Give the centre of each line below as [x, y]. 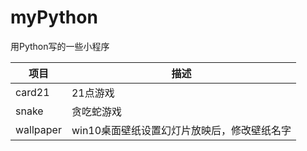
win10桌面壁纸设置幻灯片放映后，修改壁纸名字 [181, 130]
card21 [32, 92]
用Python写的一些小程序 [60, 46]
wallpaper [38, 129]
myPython [54, 17]
